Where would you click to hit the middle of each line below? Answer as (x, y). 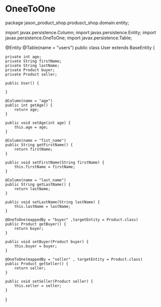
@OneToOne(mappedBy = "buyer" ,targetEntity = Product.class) (72, 219)
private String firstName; (33, 61)
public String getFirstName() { (39, 145)
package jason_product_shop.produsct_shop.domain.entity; (67, 23)
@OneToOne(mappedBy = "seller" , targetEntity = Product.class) (74, 259)
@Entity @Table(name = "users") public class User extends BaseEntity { (80, 47)
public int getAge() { (29, 105)
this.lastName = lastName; (43, 206)
